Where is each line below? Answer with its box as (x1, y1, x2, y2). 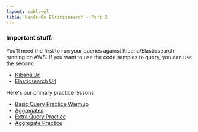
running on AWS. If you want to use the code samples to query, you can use (6, 53, 192, 60)
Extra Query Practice (14, 113, 67, 120)
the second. (6, 60, 36, 67)
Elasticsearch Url (14, 78, 56, 85)
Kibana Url (14, 71, 41, 78)
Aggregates (14, 107, 44, 114)
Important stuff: (6, 34, 54, 42)
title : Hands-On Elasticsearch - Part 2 (6, 14, 108, 20)
